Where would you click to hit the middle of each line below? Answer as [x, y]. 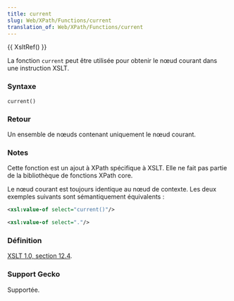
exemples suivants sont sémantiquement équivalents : [86, 197]
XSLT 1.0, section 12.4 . [40, 256]
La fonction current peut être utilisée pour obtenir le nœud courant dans [112, 61]
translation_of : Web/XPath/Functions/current [75, 27]
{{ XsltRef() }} [27, 47]
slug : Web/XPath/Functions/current [60, 20]
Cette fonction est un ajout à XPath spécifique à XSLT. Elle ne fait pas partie [117, 168]
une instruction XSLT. [38, 69]
